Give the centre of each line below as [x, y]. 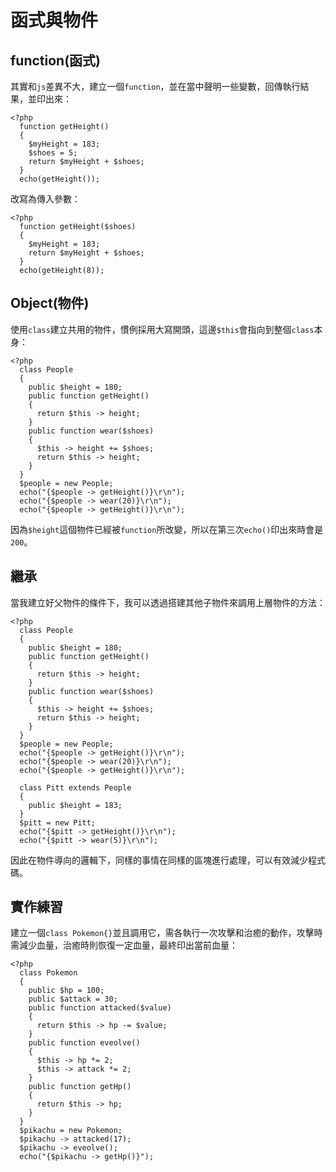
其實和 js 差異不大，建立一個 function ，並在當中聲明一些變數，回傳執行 [155, 86]
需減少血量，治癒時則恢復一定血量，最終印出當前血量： [124, 945]
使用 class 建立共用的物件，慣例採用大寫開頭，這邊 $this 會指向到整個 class [162, 329]
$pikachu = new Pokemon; [71, 1131]
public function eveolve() [84, 1043]
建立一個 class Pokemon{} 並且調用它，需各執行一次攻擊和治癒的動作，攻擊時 [166, 933]
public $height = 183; [75, 805]
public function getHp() [80, 1087]
